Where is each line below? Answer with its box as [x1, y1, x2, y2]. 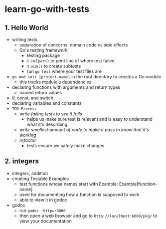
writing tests [11, 36, 38, 42]
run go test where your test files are [26, 68, 102, 74]
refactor [19, 137, 36, 143]
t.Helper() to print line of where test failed [26, 58, 115, 63]
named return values [19, 90, 62, 95]
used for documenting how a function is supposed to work [19, 191, 140, 198]
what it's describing [26, 121, 68, 127]
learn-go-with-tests [4, 3, 90, 15]
